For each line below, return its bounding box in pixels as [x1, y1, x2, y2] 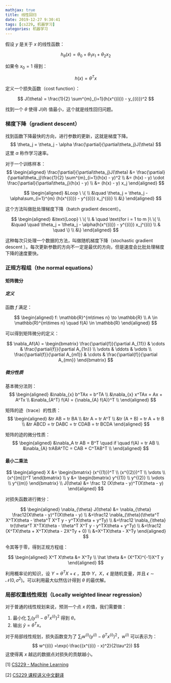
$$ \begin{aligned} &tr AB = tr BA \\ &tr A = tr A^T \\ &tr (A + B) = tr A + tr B [7, 416, 164, 422]
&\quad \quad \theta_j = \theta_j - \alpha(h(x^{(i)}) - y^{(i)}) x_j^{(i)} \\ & [11, 221, 161, 227]
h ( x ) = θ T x [75, 74, 97, 81]
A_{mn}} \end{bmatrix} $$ [58, 357, 114, 363]
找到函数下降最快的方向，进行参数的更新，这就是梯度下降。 [5, 133, 131, 139]
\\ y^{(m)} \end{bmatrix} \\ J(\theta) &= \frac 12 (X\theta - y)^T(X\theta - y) [8, 480, 164, 486]
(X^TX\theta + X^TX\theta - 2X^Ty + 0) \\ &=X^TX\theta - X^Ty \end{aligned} [5, 528, 166, 534]
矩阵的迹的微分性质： [5, 432, 50, 438]
